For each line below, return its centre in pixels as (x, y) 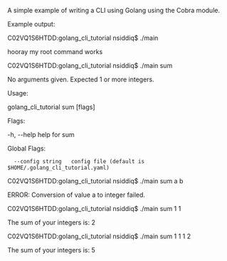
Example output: (31, 24)
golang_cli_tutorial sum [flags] (51, 107)
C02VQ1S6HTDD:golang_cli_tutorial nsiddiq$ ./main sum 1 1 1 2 (99, 236)
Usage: (18, 93)
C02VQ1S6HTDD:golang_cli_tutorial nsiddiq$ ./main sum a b (95, 181)
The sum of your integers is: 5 (51, 250)
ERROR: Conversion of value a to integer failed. (76, 195)
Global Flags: (27, 148)
